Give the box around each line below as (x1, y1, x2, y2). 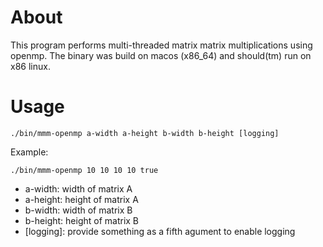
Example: (10, 146, 49, 158)
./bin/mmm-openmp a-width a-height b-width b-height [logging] (10, 128, 280, 138)
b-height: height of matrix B (24, 214, 140, 226)
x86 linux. (10, 60, 51, 72)
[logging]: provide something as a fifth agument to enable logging (24, 225, 296, 237)
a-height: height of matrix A (24, 193, 139, 205)
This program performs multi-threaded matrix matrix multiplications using (10, 39, 313, 51)
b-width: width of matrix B (24, 204, 133, 216)
